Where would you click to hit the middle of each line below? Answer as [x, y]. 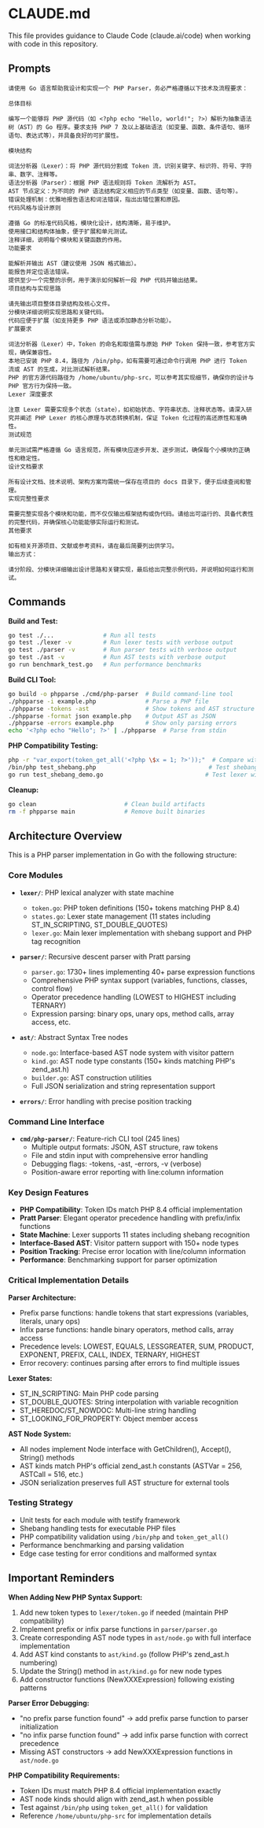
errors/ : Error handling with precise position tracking [106, 1101]
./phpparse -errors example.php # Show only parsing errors [123, 723]
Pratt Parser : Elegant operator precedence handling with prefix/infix [130, 1218]
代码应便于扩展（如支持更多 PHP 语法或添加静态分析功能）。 [92, 320]
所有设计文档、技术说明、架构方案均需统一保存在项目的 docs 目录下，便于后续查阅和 [127, 482]
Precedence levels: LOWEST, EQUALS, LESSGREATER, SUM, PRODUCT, [136, 1346]
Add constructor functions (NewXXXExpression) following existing [127, 1679]
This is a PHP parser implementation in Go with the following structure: [123, 855]
